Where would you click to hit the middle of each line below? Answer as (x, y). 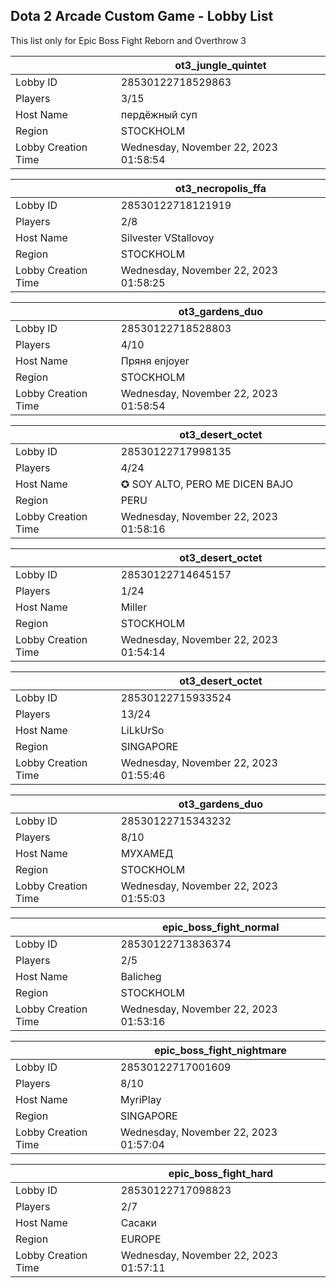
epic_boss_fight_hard (221, 1173)
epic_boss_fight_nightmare (220, 1050)
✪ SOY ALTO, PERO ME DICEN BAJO (207, 484)
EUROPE (141, 1239)
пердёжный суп (159, 114)
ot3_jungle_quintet (220, 65)
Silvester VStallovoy (167, 237)
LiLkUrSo (142, 730)
